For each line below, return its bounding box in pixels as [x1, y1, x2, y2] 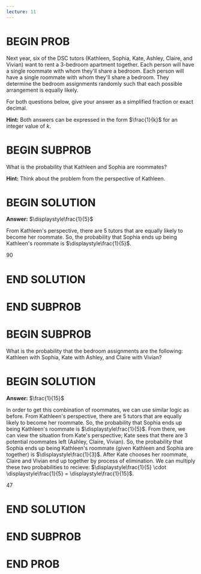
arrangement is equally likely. [6, 86, 79, 94]
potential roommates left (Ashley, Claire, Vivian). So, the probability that [6, 438, 183, 445]
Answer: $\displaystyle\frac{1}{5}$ [6, 215, 94, 223]
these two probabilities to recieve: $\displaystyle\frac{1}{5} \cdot [6, 463, 167, 471]
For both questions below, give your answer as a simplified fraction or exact [6, 98, 194, 105]
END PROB [6, 557, 60, 571]
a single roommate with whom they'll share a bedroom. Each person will [6, 67, 184, 74]
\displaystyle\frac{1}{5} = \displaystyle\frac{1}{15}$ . [6, 470, 134, 477]
